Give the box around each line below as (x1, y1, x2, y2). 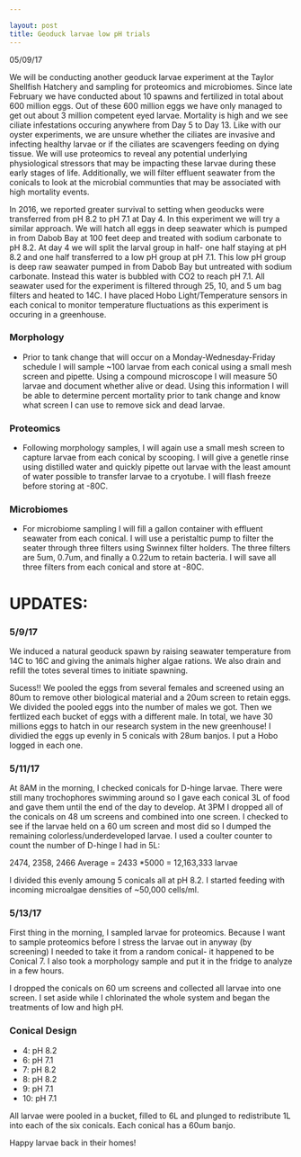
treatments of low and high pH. (9, 1002, 124, 1013)
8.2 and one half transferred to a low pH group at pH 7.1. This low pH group (9, 251, 287, 262)
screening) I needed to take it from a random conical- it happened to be (9, 946, 275, 957)
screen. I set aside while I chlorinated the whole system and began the (9, 992, 270, 1003)
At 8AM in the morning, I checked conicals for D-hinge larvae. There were (9, 783, 283, 794)
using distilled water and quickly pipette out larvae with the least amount (22, 462, 291, 472)
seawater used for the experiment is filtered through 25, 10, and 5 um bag (9, 280, 282, 291)
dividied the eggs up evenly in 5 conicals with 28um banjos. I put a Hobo (9, 730, 279, 740)
